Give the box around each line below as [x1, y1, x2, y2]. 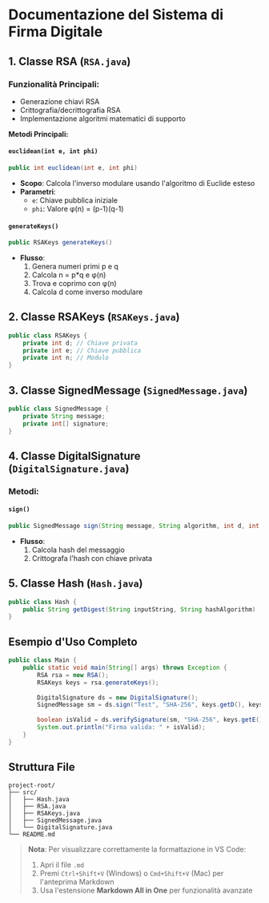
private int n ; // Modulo [22, 354, 110, 362]
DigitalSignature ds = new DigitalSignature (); [37, 693, 199, 702]
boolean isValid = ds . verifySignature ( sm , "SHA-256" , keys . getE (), [37, 716, 267, 724]
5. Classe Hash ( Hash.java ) [8, 577, 143, 591]
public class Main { [8, 656, 78, 664]
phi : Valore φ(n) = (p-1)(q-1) [31, 204, 124, 213]
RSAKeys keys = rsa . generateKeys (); [37, 679, 159, 687]
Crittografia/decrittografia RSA [19, 105, 122, 115]
